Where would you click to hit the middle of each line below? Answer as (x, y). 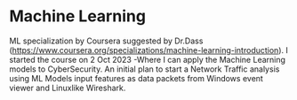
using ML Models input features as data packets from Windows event (136, 78)
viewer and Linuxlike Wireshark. (68, 88)
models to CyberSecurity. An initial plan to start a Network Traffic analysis (144, 69)
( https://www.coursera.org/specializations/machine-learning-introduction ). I (149, 50)
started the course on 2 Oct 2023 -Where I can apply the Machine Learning (148, 59)
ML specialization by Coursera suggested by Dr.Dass (106, 41)
